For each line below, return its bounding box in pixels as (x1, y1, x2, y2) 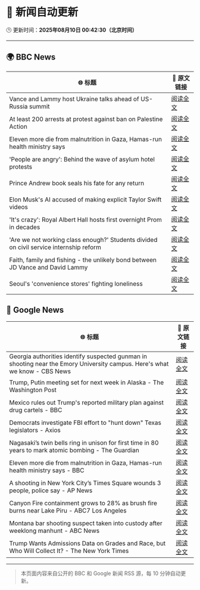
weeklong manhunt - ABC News (9, 526, 100, 535)
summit (29, 102, 50, 110)
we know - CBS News (9, 367, 71, 375)
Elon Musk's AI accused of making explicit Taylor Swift (9, 195, 162, 203)
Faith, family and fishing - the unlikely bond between (9, 256, 157, 264)
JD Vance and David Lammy (9, 263, 88, 271)
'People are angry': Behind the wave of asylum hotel (9, 155, 155, 163)
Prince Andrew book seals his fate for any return (9, 179, 145, 187)
